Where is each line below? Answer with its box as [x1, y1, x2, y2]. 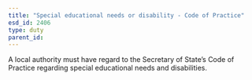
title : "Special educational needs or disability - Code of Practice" [8, 11, 245, 20]
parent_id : [8, 33, 44, 42]
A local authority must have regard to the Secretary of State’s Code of [8, 55, 235, 64]
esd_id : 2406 [8, 19, 51, 27]
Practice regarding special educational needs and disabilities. [8, 64, 207, 73]
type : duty [8, 26, 44, 34]
